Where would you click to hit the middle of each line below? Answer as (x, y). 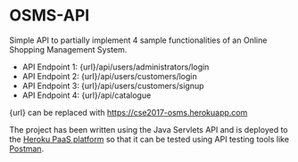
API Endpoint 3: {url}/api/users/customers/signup (113, 85)
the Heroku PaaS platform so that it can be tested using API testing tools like (149, 139)
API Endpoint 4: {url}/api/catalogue (87, 95)
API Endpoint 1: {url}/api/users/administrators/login (116, 67)
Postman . (27, 149)
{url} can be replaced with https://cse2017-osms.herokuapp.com (128, 112)
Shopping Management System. (68, 49)
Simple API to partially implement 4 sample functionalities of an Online (138, 40)
